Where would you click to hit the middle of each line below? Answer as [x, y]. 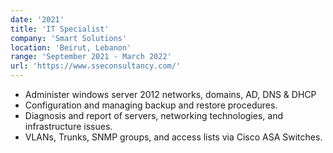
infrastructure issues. [68, 126]
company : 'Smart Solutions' [69, 38]
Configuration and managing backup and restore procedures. [151, 105]
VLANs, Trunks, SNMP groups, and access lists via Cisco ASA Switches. [173, 137]
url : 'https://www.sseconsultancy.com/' [96, 66]
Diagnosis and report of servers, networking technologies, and [153, 115]
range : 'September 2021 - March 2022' [91, 57]
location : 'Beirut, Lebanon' [71, 47]
